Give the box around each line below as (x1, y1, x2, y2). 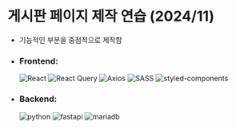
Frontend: (18, 55, 59, 66)
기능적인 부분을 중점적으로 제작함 (18, 35, 122, 45)
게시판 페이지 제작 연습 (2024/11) (7, 7, 215, 25)
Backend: (18, 93, 58, 104)
